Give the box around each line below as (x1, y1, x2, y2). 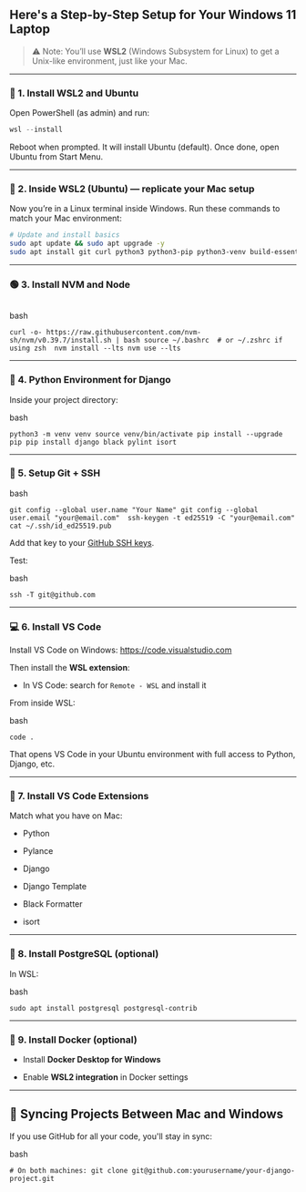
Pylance (22, 846, 54, 857)
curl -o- (9, 328, 43, 337)
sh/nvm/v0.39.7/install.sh (9, 336, 112, 345)
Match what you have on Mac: (9, 810, 123, 821)
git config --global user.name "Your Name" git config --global (9, 505, 259, 514)
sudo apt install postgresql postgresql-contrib (9, 1003, 198, 1012)
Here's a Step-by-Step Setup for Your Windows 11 (9, 7, 297, 23)
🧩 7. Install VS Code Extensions (9, 790, 149, 803)
